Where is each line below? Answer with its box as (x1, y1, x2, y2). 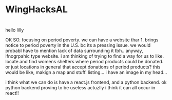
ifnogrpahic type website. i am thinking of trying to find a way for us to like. (5, 53, 164, 59)
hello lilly (5, 27, 24, 33)
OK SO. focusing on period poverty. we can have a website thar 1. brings (5, 37, 159, 43)
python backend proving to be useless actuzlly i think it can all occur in (5, 85, 156, 91)
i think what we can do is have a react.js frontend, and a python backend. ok (5, 79, 167, 85)
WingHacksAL (5, 4, 68, 15)
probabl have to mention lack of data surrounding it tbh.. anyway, (5, 47, 143, 54)
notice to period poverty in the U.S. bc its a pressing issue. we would (5, 42, 150, 48)
